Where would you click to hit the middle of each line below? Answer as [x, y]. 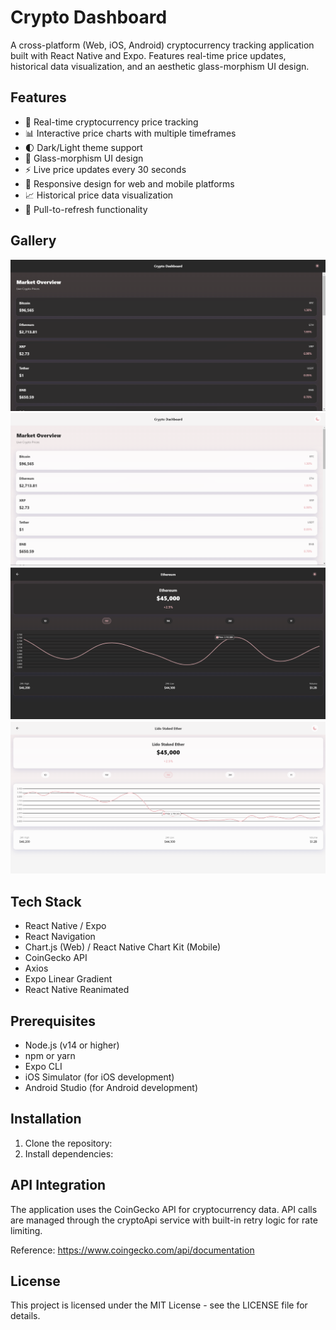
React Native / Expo [65, 926]
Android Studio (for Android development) [111, 1087]
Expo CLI [43, 1066]
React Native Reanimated [77, 990]
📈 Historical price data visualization [99, 195]
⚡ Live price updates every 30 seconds [105, 169]
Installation [46, 1119]
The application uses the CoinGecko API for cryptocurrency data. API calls [164, 1209]
